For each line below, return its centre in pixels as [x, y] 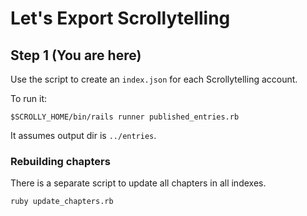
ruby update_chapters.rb [62, 202]
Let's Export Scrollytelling [120, 18]
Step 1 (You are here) [76, 55]
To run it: [29, 98]
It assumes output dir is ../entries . [83, 135]
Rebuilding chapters [60, 161]
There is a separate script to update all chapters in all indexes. [138, 183]
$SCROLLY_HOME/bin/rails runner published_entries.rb [125, 117]
